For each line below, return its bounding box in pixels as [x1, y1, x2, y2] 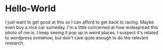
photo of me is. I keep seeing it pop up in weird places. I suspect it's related [5, 29, 159, 35]
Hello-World [5, 3, 56, 14]
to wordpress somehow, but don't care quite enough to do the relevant [5, 35, 149, 41]
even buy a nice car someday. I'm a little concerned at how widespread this [5, 24, 159, 30]
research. [5, 40, 25, 46]
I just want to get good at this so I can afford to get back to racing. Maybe [5, 19, 154, 25]
